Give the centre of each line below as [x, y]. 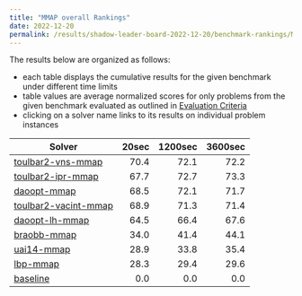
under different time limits [70, 87]
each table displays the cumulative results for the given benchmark [147, 77]
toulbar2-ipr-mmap [56, 177]
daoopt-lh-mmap [52, 221]
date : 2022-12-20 [42, 26]
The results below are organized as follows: [90, 60]
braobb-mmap [45, 235]
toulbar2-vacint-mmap [64, 205]
